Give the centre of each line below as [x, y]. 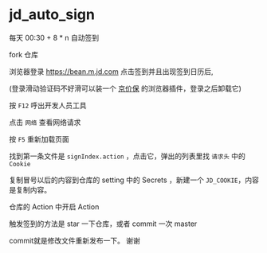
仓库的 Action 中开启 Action [54, 206]
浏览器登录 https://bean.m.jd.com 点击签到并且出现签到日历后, [111, 71]
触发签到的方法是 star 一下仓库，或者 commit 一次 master [103, 224]
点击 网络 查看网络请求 [45, 122]
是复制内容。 [30, 189]
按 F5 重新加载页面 [39, 139]
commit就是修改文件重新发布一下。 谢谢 [75, 240]
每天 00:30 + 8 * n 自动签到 [54, 37]
